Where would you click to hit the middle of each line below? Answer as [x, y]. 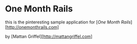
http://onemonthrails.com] [33, 27]
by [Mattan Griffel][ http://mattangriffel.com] [49, 36]
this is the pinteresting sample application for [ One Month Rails [68, 22]
